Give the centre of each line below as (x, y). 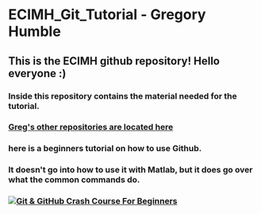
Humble (35, 31)
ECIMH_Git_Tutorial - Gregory (107, 15)
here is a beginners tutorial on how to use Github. (105, 149)
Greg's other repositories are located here (91, 127)
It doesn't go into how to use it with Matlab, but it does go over (130, 170)
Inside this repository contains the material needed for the (123, 95)
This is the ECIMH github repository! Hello (114, 61)
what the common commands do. (74, 180)
